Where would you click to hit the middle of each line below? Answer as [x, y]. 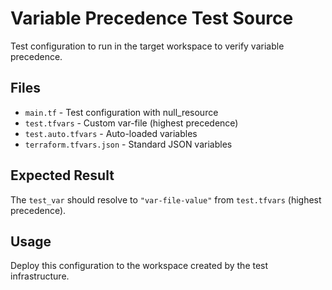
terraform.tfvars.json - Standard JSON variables [128, 144]
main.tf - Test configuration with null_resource [121, 112]
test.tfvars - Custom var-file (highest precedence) [131, 123]
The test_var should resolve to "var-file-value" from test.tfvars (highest [166, 199]
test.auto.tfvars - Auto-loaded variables [111, 133]
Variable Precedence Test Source [152, 18]
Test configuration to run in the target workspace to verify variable [147, 46]
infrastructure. [40, 276]
